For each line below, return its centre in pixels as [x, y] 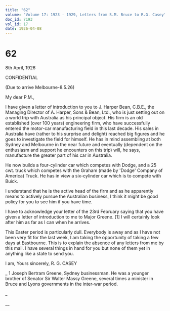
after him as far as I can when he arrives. [48, 223]
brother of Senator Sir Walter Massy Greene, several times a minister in [79, 279]
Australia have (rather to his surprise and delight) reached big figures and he [85, 134]
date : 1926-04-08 [24, 29]
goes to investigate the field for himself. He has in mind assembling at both [83, 139]
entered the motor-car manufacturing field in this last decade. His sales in [82, 128]
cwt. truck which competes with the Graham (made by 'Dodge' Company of [84, 170]
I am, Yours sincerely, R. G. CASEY [41, 263]
